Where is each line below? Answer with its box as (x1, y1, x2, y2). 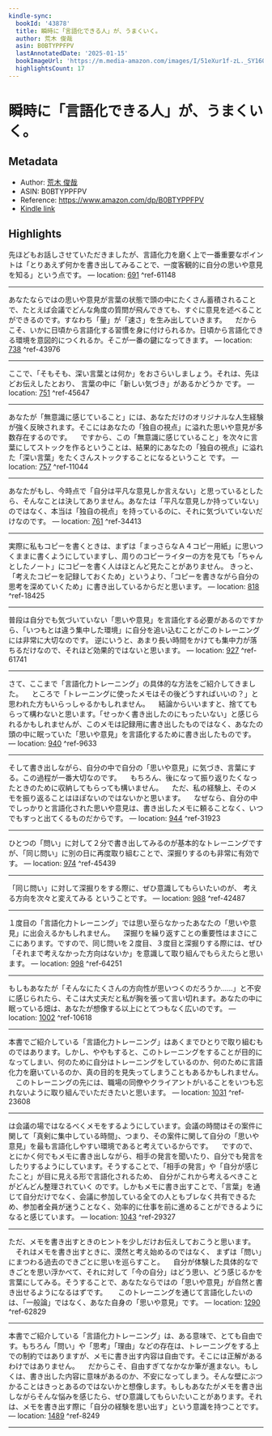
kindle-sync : (8, 11, 53, 20)
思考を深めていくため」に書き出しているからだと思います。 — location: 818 (8, 581, 260, 591)
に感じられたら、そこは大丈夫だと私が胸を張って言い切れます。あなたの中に (8, 993, 263, 1003)
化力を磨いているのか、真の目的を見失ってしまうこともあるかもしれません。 (8, 1067, 263, 1077)
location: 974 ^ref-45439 (32, 858, 117, 868)
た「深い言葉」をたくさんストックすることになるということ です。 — (8, 452, 239, 462)
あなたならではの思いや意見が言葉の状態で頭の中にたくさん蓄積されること (8, 295, 257, 304)
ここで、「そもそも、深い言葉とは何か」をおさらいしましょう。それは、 (8, 368, 245, 378)
